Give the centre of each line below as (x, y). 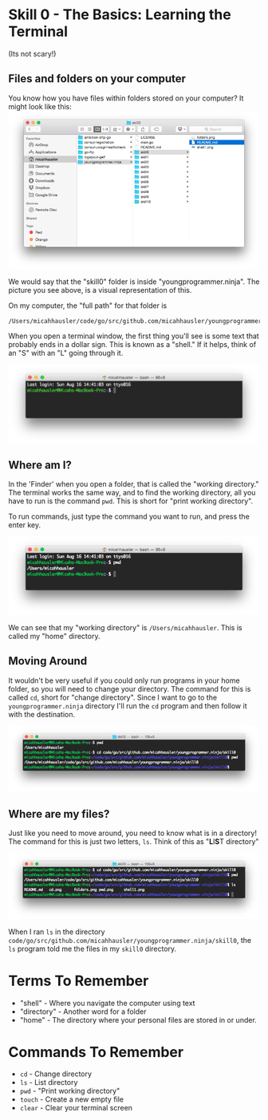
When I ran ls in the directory (57, 932)
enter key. (25, 525)
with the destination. (42, 714)
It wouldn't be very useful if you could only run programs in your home (124, 680)
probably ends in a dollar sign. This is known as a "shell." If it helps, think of (132, 345)
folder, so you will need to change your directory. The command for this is (130, 688)
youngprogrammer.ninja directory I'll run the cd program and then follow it (128, 706)
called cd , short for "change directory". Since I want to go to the (113, 697)
